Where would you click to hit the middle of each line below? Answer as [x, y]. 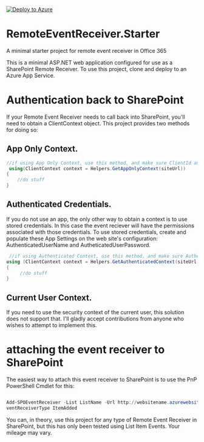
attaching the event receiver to [86, 350]
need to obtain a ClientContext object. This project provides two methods [98, 123]
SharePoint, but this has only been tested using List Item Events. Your [93, 426]
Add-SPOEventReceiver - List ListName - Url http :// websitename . [88, 402]
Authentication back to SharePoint [95, 100]
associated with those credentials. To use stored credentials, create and [96, 232]
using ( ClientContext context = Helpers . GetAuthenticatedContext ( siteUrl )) [104, 261]
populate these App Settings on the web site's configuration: [82, 238]
